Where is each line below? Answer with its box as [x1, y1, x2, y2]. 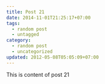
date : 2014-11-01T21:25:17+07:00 [6, 15, 91, 21]
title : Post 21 [6, 9, 45, 15]
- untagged [12, 32, 39, 38]
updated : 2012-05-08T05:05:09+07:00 [6, 54, 99, 60]
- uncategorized [12, 49, 53, 55]
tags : [6, 20, 20, 26]
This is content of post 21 [6, 71, 70, 78]
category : [6, 37, 32, 43]
